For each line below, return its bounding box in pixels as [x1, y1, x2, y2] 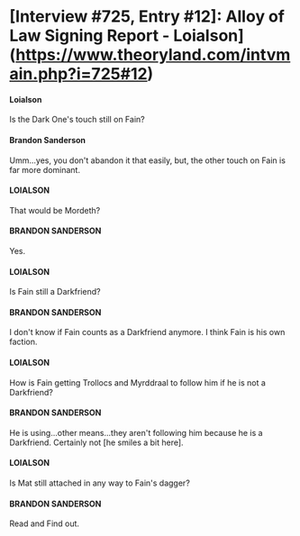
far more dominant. [9, 164, 81, 175]
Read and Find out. [9, 518, 79, 529]
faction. [9, 336, 38, 348]
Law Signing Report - [9, 25, 170, 46]
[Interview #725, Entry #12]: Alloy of [9, 6, 286, 27]
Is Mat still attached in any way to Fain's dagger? [9, 477, 191, 488]
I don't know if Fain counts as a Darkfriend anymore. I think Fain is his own [9, 327, 286, 338]
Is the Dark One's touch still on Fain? [9, 114, 146, 125]
